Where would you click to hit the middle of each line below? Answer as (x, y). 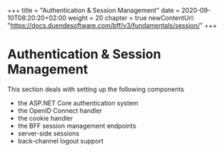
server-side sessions (49, 133)
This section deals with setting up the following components (96, 89)
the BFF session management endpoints (77, 126)
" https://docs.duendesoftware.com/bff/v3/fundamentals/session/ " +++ (112, 25)
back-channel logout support (60, 141)
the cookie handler (45, 118)
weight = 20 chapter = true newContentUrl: (131, 18)
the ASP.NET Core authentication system (78, 103)
